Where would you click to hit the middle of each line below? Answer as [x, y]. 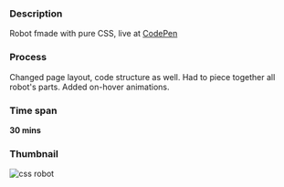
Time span [33, 110]
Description [36, 14]
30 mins [25, 130]
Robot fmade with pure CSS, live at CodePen [94, 34]
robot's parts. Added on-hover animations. [90, 87]
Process [28, 57]
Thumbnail [34, 153]
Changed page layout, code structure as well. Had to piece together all [142, 77]
